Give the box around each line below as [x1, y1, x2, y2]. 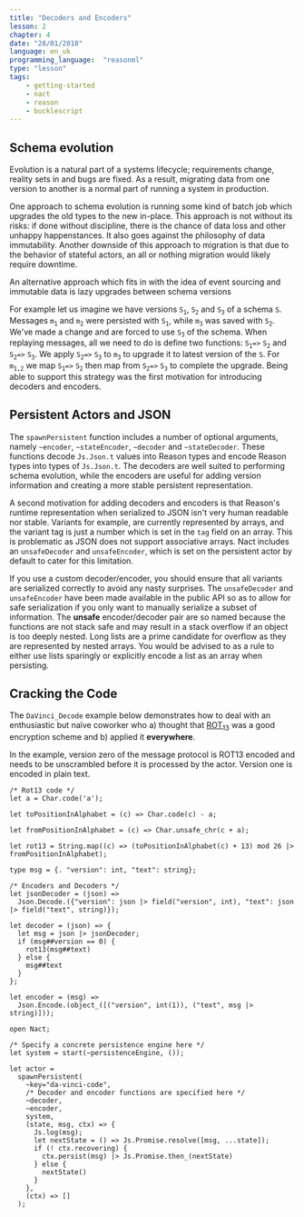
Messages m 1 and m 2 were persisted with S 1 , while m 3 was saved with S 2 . [9, 314, 275, 327]
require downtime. [9, 259, 78, 270]
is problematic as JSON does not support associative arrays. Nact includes [9, 535, 289, 546]
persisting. [9, 660, 50, 671]
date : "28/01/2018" [9, 38, 83, 48]
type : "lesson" [9, 65, 67, 74]
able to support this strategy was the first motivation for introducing [9, 371, 262, 382]
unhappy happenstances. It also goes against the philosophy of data [9, 230, 266, 241]
